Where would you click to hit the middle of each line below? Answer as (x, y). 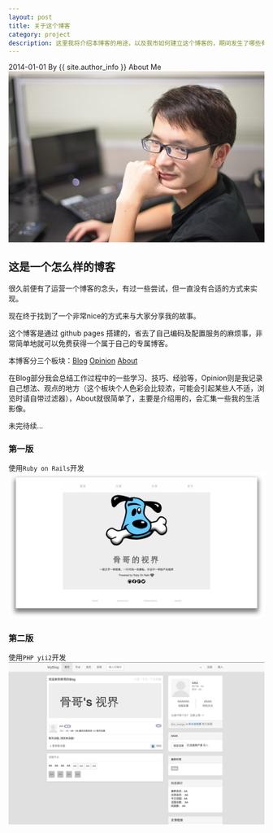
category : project (39, 34)
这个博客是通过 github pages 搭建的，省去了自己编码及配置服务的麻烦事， (132, 333)
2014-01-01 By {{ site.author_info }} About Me (85, 67)
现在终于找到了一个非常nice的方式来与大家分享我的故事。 (104, 316)
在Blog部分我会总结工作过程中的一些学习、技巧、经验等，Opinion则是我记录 (136, 378)
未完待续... (26, 425)
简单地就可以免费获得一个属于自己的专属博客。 (93, 343)
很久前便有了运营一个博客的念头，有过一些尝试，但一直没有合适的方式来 (129, 288)
